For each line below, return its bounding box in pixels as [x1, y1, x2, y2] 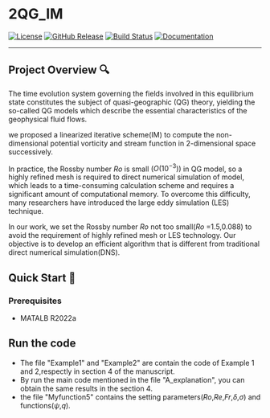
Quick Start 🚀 [8, 271, 76, 285]
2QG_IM [8, 5, 63, 23]
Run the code [8, 337, 76, 350]
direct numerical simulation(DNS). [8, 248, 121, 257]
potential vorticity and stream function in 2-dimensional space [50, 138, 256, 148]
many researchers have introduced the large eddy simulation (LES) [8, 198, 230, 207]
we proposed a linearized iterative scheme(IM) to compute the [8, 129, 215, 139]
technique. [8, 207, 44, 216]
